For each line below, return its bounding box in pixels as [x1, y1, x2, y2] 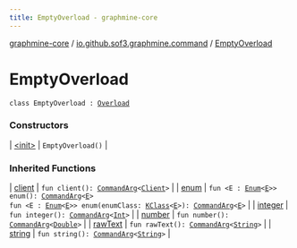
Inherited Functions [9, 162, 97, 175]
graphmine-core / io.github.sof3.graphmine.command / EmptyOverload [9, 38, 273, 48]
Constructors [9, 119, 69, 132]
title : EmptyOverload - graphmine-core [9, 13, 158, 22]
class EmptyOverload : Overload [9, 98, 130, 107]
